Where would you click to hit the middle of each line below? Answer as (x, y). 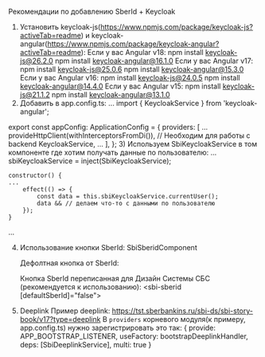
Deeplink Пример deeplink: (65, 311)
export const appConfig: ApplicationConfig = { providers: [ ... (108, 127)
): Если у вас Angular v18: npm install (142, 52)
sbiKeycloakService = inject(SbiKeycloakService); (90, 161)
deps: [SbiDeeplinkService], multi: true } (86, 345)
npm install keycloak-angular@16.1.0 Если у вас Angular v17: (154, 61)
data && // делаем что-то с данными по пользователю (126, 203)
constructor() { (35, 175)
